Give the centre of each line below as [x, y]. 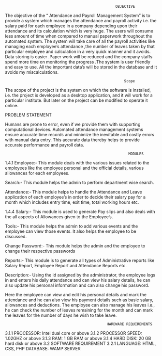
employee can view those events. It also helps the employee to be [71, 231]
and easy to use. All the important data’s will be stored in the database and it [81, 67]
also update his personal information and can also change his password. [77, 285]
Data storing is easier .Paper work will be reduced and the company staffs [79, 57]
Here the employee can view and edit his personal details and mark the [76, 295]
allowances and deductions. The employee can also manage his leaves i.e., [80, 305]
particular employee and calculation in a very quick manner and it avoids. [78, 51]
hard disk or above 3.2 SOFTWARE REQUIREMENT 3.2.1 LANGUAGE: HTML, [81, 343]
